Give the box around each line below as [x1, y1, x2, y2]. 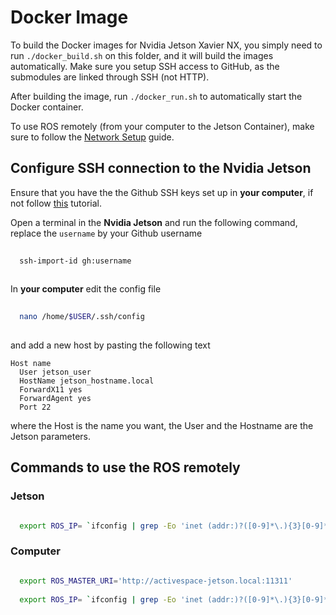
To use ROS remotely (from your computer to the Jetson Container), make [10, 120, 315, 132]
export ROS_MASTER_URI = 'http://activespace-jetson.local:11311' [19, 576, 293, 586]
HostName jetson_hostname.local [19, 376, 155, 386]
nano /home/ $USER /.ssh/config [19, 312, 145, 322]
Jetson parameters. [10, 431, 92, 442]
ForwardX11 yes [19, 385, 83, 395]
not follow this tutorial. [10, 197, 103, 209]
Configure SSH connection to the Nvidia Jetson [10, 160, 312, 177]
